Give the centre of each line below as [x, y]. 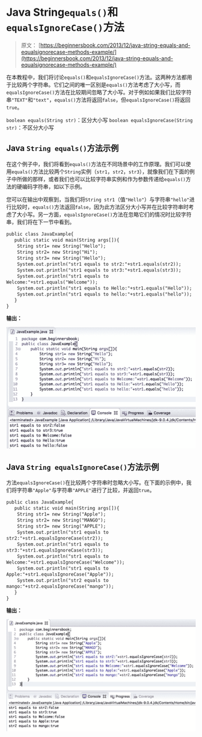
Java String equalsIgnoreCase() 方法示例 [83, 467]
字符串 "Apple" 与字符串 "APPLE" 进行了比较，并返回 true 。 [86, 490]
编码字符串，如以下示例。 [54, 187]
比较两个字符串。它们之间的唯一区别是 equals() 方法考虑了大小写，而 [96, 84]
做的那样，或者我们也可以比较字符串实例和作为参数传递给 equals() [104, 179]
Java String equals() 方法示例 [63, 148]
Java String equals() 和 [62, 12]
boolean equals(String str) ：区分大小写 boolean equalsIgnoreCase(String [99, 120]
